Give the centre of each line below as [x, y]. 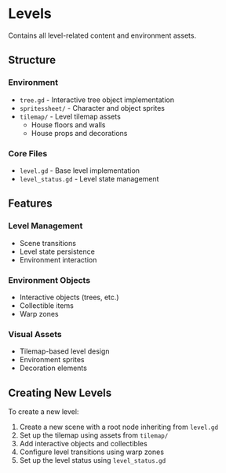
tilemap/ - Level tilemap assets [70, 116]
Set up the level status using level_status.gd [93, 460]
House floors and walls [68, 125]
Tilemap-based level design [64, 351]
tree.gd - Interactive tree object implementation [97, 100]
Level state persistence [57, 251]
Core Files [28, 153]
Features [30, 204]
